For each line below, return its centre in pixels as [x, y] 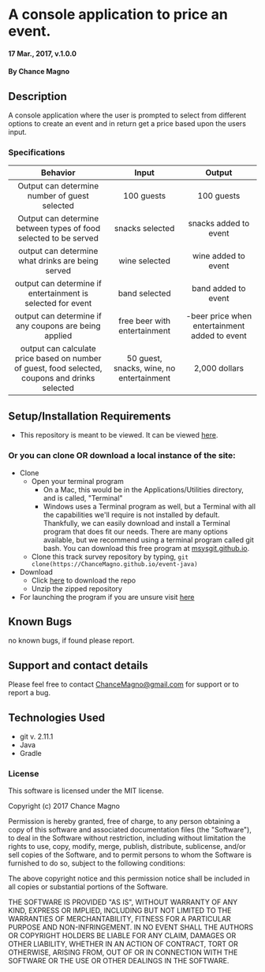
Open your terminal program [77, 481]
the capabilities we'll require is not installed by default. [131, 515]
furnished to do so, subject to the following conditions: [97, 863]
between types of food [58, 229]
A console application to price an [118, 15]
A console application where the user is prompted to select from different [127, 115]
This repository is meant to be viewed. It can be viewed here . [119, 435]
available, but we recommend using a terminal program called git [148, 540]
